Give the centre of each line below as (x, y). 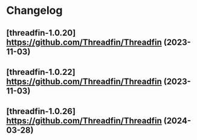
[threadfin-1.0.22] (41, 72)
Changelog (34, 11)
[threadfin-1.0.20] (41, 33)
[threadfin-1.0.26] (41, 111)
